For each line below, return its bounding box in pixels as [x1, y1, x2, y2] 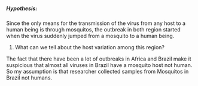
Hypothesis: [6, 5, 38, 12]
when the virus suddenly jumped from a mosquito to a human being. [6, 32, 175, 39]
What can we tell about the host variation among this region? [14, 43, 165, 50]
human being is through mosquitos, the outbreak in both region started [6, 26, 181, 33]
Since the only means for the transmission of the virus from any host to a [6, 20, 186, 27]
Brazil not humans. [6, 74, 53, 81]
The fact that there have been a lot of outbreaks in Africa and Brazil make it [6, 55, 191, 62]
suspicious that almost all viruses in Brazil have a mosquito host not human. [6, 61, 193, 68]
